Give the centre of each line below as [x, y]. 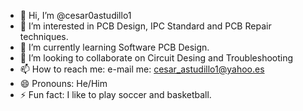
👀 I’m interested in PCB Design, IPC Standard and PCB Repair [145, 26]
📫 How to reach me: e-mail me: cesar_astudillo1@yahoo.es [142, 69]
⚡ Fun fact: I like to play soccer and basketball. [115, 94]
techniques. [44, 36]
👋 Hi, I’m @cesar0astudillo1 [75, 15]
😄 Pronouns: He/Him [63, 83]
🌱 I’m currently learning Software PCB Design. [114, 47]
